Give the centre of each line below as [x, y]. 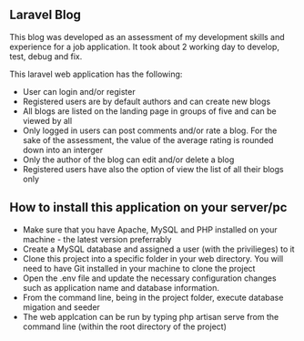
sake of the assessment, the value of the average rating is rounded [148, 139]
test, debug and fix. [46, 56]
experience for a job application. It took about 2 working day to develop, [145, 46]
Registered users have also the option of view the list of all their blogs [153, 169]
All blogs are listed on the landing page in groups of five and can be [149, 111]
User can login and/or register [79, 91]
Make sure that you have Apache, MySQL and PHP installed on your [150, 229]
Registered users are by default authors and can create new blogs [147, 101]
